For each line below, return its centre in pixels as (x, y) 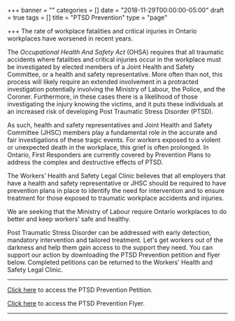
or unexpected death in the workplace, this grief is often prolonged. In (108, 147)
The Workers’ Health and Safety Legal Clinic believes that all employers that (116, 176)
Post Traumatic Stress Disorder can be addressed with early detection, (109, 233)
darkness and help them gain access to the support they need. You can (110, 247)
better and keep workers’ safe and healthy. (69, 219)
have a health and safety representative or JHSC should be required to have (117, 183)
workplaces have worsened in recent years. (70, 38)
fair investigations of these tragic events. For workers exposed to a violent (114, 140)
